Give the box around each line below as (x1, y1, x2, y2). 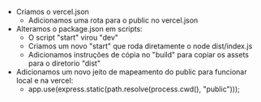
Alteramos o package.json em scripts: (15, 24, 143, 33)
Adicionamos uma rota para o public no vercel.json (28, 15, 199, 25)
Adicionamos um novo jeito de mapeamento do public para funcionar (15, 67, 247, 76)
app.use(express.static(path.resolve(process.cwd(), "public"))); (28, 84, 241, 94)
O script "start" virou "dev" (28, 32, 119, 42)
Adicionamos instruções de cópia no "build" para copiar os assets (28, 50, 250, 59)
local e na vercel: (15, 76, 74, 85)
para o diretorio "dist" (28, 58, 101, 68)
